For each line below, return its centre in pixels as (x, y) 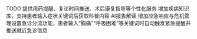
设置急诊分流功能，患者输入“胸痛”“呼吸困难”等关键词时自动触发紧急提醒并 (101, 23)
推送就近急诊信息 (27, 30)
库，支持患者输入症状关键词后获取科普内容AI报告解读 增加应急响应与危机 (95, 16)
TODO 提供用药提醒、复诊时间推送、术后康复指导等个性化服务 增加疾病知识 (98, 8)
